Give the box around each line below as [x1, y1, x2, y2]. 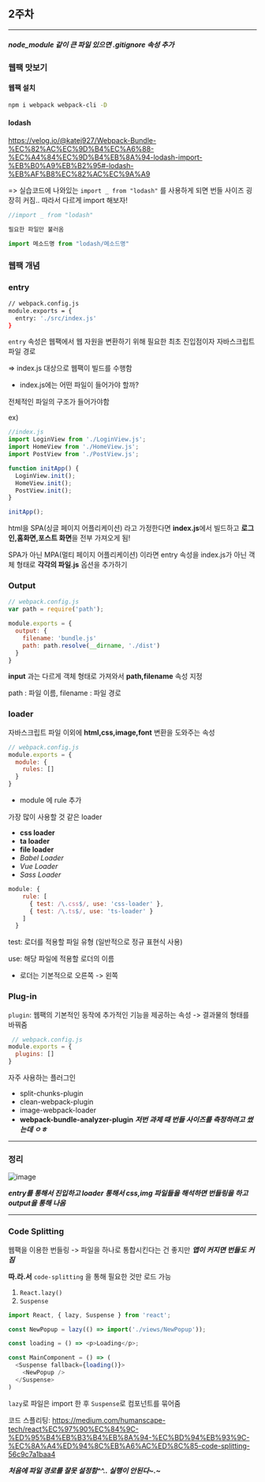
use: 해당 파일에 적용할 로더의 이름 [8, 954, 114, 964]
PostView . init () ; [15, 487, 73, 495]
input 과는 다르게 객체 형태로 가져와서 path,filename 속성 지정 [8, 671, 203, 681]
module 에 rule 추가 [19, 796, 82, 804]
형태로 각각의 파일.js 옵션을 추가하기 [16, 560, 128, 570]
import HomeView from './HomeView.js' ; [8, 443, 140, 451]
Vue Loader [19, 862, 58, 871]
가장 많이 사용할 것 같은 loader [8, 812, 103, 822]
